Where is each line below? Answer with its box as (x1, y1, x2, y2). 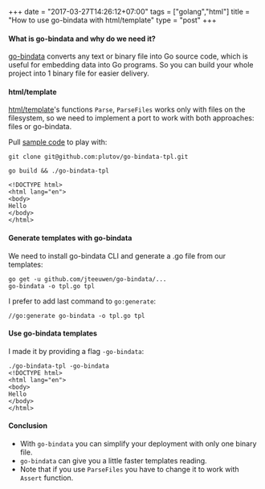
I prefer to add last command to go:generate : (8, 296, 157, 306)
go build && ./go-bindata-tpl (8, 167, 110, 175)
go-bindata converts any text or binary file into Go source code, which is (8, 51, 249, 61)
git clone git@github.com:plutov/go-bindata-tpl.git (8, 153, 189, 161)
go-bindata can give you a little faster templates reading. (19, 456, 207, 466)
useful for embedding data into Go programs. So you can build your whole (8, 60, 254, 70)
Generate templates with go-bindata (8, 233, 132, 242)
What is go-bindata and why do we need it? (8, 34, 157, 43)
